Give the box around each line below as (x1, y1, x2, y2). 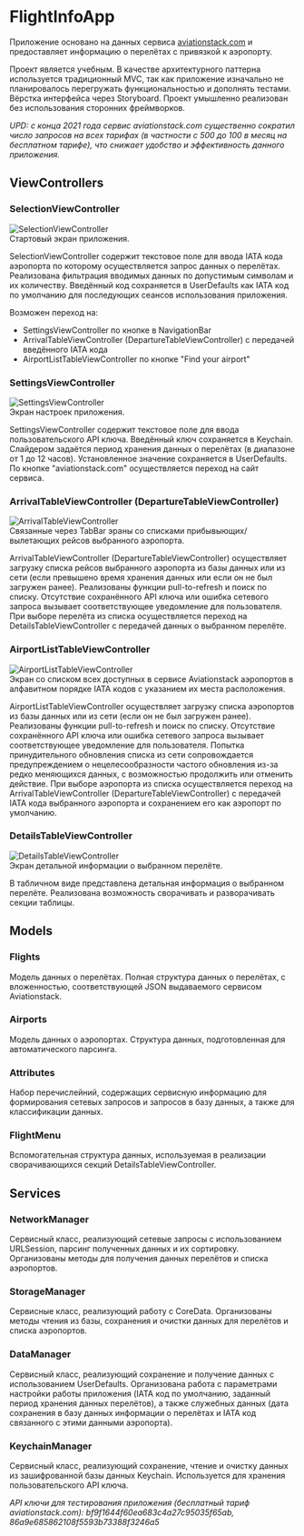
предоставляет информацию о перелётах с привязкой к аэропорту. (9, 45, 273, 56)
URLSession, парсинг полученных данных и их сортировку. (9, 1243, 240, 1254)
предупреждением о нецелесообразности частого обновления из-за (9, 758, 279, 769)
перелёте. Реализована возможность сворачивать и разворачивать (9, 887, 275, 898)
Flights (9, 950, 41, 963)
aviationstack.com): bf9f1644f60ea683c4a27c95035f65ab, (9, 1507, 234, 1518)
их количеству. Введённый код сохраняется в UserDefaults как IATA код (9, 279, 289, 290)
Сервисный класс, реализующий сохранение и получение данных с (9, 1369, 275, 1380)
